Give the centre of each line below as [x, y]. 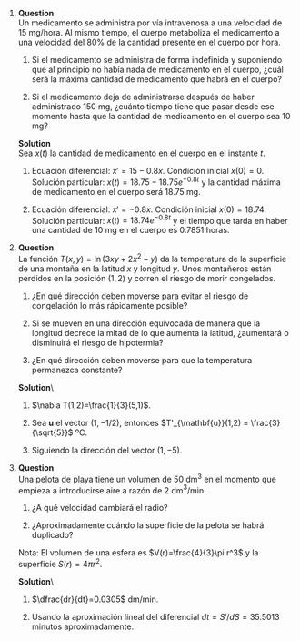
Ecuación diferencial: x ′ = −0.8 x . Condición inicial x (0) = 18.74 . [149, 209]
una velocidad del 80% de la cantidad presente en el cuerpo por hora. [150, 42]
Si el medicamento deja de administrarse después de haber [143, 97]
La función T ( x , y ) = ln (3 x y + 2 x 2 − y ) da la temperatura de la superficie [152, 258]
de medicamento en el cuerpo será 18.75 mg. [116, 191]
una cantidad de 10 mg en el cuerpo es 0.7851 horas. [130, 230]
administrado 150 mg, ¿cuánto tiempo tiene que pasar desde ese [153, 107]
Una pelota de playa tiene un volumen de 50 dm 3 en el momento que [147, 478]
